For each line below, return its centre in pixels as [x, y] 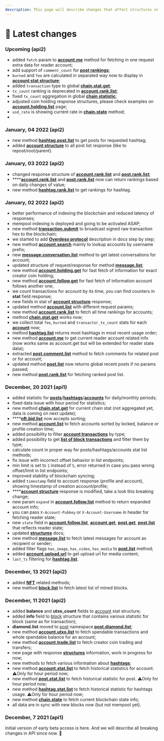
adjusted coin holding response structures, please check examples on [83, 101]
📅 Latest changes [41, 34]
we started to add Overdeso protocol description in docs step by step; [83, 239]
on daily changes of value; [39, 185]
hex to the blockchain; [35, 234]
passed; [20, 369]
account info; [25, 507]
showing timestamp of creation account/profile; [60, 486]
